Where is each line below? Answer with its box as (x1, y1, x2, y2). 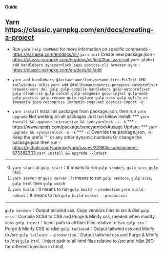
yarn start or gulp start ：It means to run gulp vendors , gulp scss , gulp (12, 164, 158, 171)
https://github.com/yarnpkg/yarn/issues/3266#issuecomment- (12, 145, 139, 151)
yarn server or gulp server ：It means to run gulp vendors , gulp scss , (12, 175, 153, 181)
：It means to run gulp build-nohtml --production (25, 192, 127, 198)
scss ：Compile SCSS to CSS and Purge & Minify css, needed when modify (5, 213, 155, 220)
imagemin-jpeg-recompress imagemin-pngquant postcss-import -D (12, 100, 144, 105)
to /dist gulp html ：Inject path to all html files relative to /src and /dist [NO (5, 238, 154, 244)
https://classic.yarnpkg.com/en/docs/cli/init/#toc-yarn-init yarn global (12, 57, 155, 63)
